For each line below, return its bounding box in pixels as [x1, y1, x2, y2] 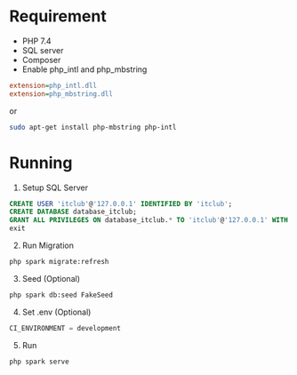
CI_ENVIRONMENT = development [9, 323, 122, 332]
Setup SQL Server [21, 182, 89, 193]
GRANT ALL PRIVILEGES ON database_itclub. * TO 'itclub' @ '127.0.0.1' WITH [9, 216, 289, 225]
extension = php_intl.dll [9, 81, 98, 90]
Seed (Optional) [21, 273, 80, 283]
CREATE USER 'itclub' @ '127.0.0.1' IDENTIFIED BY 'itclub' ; [9, 199, 233, 208]
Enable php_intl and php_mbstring [21, 64, 148, 75]
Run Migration [21, 240, 74, 251]
